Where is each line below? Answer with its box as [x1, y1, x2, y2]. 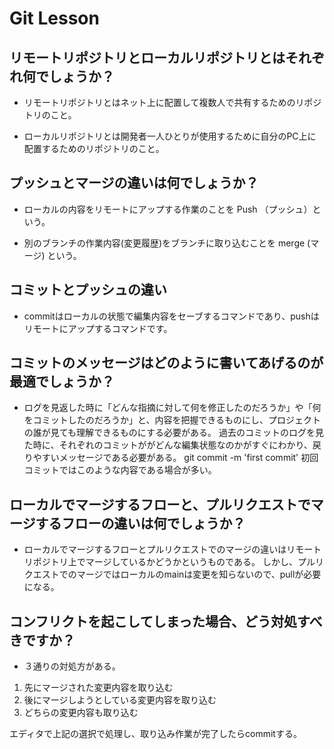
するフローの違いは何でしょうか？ [35, 515, 246, 532]
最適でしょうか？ [9, 373, 115, 391]
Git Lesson [9, 7, 100, 30]
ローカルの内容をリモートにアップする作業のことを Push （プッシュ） [23, 203, 313, 215]
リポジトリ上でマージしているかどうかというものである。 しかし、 [23, 556, 298, 568]
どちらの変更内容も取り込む [23, 707, 139, 719]
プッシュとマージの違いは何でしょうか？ [9, 175, 259, 192]
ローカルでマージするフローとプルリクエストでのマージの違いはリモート [23, 543, 322, 556]
